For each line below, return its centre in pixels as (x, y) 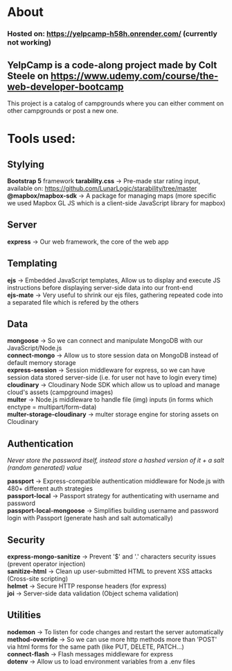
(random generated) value (45, 468)
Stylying (26, 164)
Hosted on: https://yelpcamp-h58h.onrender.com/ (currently (112, 34)
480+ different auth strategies (50, 489)
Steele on (28, 76)
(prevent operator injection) (46, 563)
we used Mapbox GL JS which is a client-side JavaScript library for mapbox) (116, 203)
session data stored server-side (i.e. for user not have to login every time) (112, 377)
